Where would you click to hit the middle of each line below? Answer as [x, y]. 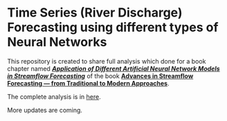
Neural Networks [57, 42]
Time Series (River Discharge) [95, 13]
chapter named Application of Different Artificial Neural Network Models [113, 68]
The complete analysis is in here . [54, 96]
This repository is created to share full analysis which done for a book [107, 61]
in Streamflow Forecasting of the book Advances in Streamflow [100, 76]
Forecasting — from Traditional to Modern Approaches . [88, 83]
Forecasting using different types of [113, 27]
